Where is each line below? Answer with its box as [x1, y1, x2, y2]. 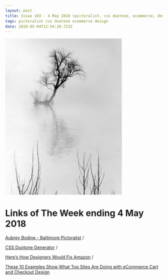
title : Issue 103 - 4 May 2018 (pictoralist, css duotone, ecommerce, [5, 13, 155, 18]
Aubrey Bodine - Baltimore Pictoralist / [5, 235, 84, 241]
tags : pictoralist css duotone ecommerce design [5, 18, 108, 23]
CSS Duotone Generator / [5, 244, 58, 250]
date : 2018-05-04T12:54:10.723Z [5, 24, 72, 29]
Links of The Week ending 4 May [5, 207, 144, 219]
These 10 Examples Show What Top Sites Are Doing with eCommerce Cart [5, 264, 158, 270]
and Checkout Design [5, 269, 50, 275]
